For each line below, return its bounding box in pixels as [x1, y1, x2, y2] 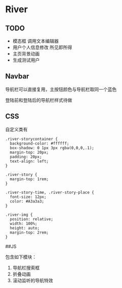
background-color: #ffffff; [10, 141, 70, 146]
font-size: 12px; [10, 194, 47, 199]
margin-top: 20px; [10, 150, 49, 155]
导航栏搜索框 [12, 265, 40, 271]
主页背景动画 [12, 51, 40, 56]
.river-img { [5, 212, 33, 217]
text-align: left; [10, 159, 49, 164]
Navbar [5, 72, 29, 81]
